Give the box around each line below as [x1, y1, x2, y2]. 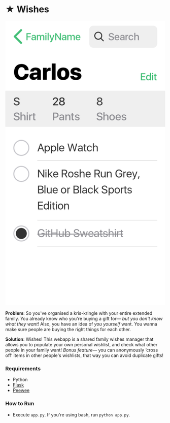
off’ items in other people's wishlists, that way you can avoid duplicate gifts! [5, 352, 164, 359]
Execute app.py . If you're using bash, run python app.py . [12, 411, 130, 417]
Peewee [12, 387, 30, 394]
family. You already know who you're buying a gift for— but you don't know [5, 315, 163, 321]
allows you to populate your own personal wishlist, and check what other [5, 341, 158, 347]
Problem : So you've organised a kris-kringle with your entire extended [5, 310, 153, 316]
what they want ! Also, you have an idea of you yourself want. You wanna [5, 321, 157, 327]
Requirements [5, 365, 41, 372]
